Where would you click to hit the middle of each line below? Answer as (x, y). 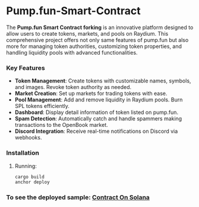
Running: (26, 166)
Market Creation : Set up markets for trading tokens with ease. (91, 94)
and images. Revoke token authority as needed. (73, 87)
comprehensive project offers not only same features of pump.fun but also (97, 40)
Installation (23, 153)
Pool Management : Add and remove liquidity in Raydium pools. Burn (99, 100)
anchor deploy (32, 182)
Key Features (26, 68)
